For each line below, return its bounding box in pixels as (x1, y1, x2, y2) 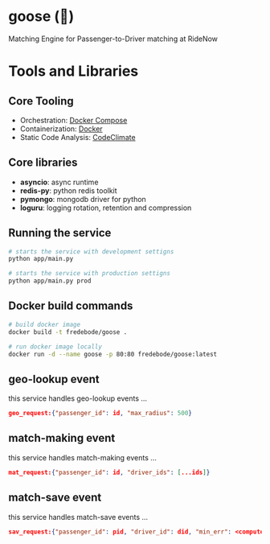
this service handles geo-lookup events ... (8, 394, 147, 403)
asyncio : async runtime (19, 177, 99, 187)
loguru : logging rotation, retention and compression (19, 203, 192, 212)
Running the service (8, 226, 112, 240)
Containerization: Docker (19, 124, 103, 134)
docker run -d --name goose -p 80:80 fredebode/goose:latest (8, 350, 218, 358)
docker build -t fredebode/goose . (8, 328, 128, 336)
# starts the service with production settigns (8, 270, 171, 278)
